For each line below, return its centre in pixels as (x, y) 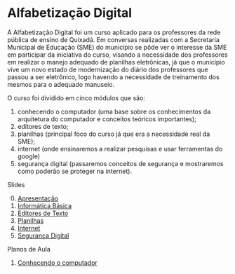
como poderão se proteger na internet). (74, 171)
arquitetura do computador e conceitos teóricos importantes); (107, 119)
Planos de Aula (29, 249)
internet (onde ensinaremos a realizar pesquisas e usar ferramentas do (120, 149)
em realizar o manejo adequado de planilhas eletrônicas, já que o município (116, 62)
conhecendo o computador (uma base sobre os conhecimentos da (114, 111)
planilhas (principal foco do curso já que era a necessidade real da (114, 134)
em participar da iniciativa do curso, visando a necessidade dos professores (117, 55)
